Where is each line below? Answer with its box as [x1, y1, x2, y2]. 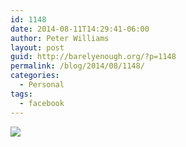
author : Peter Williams [10, 33, 110, 43]
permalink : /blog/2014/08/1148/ [10, 61, 145, 71]
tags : [10, 89, 33, 99]
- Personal [19, 80, 65, 90]
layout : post [10, 42, 65, 53]
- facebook [19, 98, 65, 108]
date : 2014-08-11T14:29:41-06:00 [10, 24, 150, 34]
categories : [10, 71, 60, 81]
